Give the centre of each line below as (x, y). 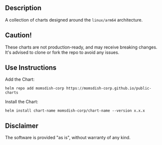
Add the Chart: (20, 79)
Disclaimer (22, 126)
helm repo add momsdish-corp (35, 88)
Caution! (19, 36)
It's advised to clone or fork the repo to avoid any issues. (62, 52)
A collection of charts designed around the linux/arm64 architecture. (74, 20)
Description (23, 8)
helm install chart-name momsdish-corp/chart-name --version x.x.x (75, 111)
